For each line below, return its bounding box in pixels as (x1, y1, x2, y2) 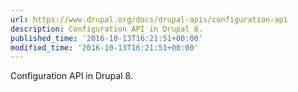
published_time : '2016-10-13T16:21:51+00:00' (10, 33, 203, 43)
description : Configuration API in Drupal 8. (10, 24, 203, 34)
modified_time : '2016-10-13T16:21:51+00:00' (10, 42, 199, 53)
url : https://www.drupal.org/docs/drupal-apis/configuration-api (10, 14, 288, 25)
